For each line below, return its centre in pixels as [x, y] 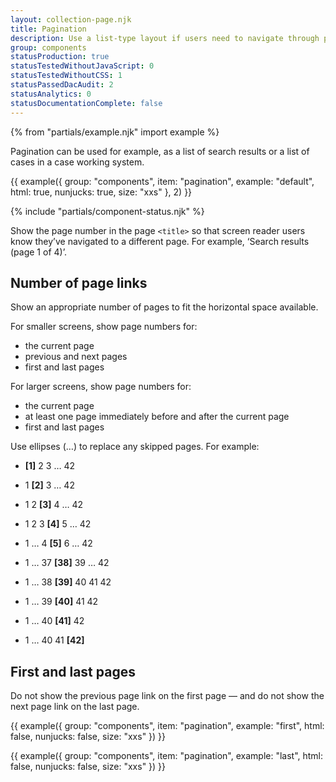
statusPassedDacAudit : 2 [62, 85]
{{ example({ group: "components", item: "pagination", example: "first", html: [167, 726]
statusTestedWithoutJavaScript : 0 [82, 66]
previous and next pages [76, 357]
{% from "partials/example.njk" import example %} [115, 132]
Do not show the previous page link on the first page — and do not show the [167, 696]
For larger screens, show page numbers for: [101, 387]
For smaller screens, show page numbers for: [104, 327]
